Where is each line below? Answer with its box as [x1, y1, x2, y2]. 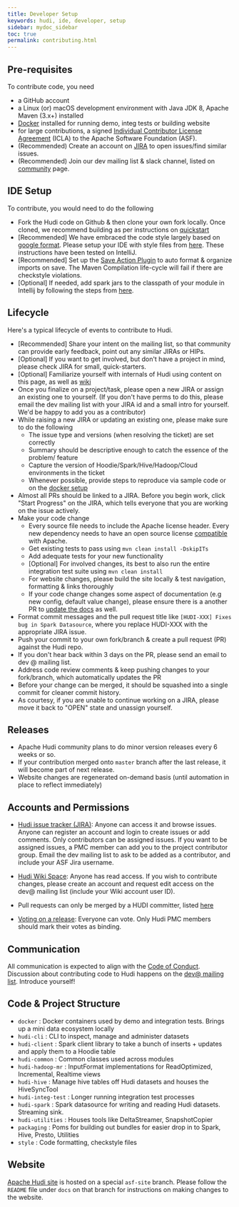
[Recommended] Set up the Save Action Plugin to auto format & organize [17, 255, 233, 264]
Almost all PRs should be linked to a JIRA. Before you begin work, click [17, 491, 226, 499]
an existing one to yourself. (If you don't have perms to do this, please [17, 392, 223, 401]
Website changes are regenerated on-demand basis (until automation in [17, 773, 230, 782]
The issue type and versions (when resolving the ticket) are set [28, 430, 214, 439]
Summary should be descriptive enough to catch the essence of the [28, 445, 228, 454]
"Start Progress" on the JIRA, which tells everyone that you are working [17, 499, 228, 507]
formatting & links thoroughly [28, 582, 114, 591]
